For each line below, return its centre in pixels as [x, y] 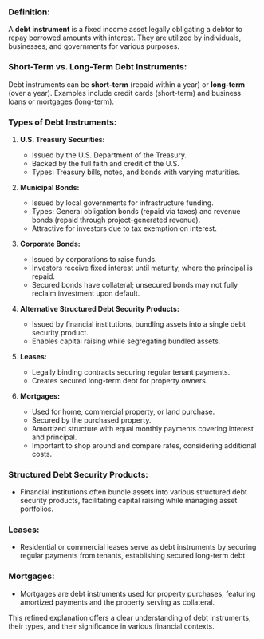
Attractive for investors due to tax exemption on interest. [124, 228]
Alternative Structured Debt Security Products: [99, 308]
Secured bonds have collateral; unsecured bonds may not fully [135, 284]
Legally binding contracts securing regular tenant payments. [131, 372]
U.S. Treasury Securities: [62, 139]
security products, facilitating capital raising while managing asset [128, 501]
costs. [42, 454]
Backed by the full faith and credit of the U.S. [105, 163]
